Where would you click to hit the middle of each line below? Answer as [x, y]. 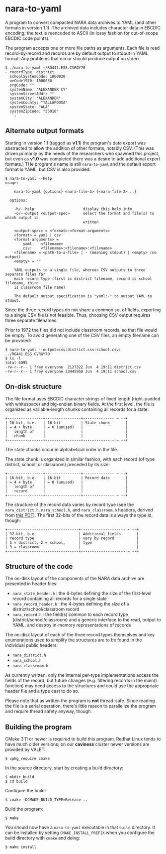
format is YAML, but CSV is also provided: [48, 169]
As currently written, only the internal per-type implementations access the [82, 675]
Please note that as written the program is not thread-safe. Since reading [80, 701]
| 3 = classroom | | [72, 547]
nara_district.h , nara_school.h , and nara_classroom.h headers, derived [79, 510]
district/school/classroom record [46, 609]
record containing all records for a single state [59, 599]
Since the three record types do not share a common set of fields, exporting [83, 310]
